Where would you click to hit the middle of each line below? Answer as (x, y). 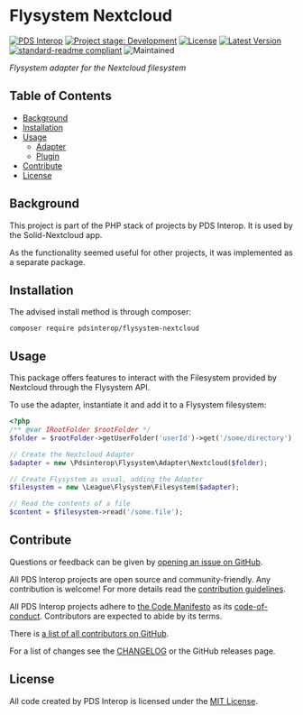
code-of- (251, 606)
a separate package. (47, 261)
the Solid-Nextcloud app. (56, 234)
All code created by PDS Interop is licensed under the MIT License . (134, 701)
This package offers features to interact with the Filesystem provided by (143, 378)
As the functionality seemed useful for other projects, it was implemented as (151, 252)
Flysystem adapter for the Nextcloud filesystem (98, 68)
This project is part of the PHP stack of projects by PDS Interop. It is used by (151, 225)
